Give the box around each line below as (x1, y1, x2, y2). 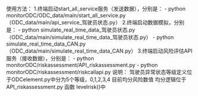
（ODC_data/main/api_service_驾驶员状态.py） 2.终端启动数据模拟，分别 (6, 19, 185, 25)
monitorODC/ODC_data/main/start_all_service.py (6, 12, 126, 19)
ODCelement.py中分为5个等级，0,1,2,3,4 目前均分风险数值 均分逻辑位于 (11, 76, 187, 83)
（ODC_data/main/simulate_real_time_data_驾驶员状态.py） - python (6, 34, 174, 40)
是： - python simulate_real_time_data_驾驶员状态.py (6, 26, 135, 33)
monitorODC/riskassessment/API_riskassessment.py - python (6, 62, 158, 68)
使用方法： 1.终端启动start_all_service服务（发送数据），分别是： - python (6, 5, 186, 12)
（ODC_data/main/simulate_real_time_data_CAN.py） (6, 47, 137, 55)
